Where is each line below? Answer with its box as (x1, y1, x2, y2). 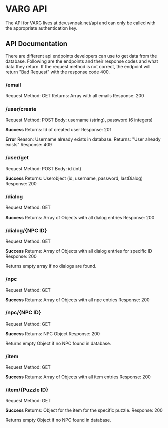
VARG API (5, 3, 47, 15)
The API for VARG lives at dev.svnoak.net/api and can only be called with (5, 20, 156, 26)
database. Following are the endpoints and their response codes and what (5, 58, 158, 64)
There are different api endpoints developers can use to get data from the (5, 53, 157, 59)
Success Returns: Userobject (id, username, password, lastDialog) (5, 175, 143, 181)
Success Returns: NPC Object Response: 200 (5, 330, 100, 337)
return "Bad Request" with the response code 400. (5, 69, 110, 75)
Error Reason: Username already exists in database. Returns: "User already (5, 136, 161, 142)
